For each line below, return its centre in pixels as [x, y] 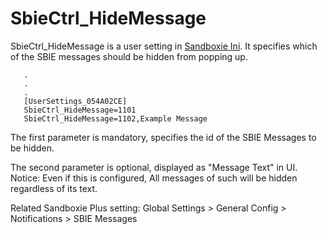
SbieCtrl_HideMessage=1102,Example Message [115, 118]
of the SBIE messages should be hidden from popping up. [129, 56]
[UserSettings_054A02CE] [75, 101]
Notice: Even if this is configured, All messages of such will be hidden [154, 178]
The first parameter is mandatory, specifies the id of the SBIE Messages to [163, 137]
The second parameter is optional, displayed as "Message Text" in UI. [154, 167]
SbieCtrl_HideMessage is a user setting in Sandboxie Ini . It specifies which [164, 46]
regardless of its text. [54, 188]
